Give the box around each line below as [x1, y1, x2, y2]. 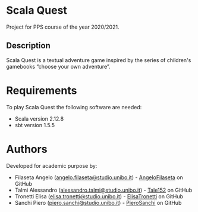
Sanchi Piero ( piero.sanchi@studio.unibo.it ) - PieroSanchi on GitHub [14, 199, 182, 206]
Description [6, 41, 51, 51]
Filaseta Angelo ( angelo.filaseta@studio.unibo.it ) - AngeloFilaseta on [14, 174, 183, 181]
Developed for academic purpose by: [6, 162, 98, 169]
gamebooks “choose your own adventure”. [6, 63, 111, 70]
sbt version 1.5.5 [14, 121, 55, 128]
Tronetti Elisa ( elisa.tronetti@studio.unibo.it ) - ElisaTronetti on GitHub [14, 192, 183, 200]
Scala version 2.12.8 [14, 115, 64, 122]
